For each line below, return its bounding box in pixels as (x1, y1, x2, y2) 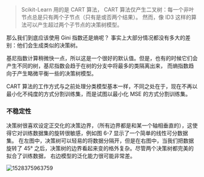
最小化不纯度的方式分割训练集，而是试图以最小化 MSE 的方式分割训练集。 (6, 91, 191, 97)
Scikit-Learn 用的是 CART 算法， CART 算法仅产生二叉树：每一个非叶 (21, 6, 194, 13)
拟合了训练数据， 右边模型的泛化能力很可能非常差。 (6, 152, 135, 160)
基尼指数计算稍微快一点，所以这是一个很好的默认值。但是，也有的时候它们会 (6, 55, 198, 61)
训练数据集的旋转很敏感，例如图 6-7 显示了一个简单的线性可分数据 (22, 130, 188, 137)
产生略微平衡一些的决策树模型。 (16, 70, 97, 77)
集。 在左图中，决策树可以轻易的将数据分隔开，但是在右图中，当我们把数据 (6, 137, 194, 145)
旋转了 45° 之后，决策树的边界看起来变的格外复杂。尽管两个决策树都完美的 (6, 145, 194, 152)
